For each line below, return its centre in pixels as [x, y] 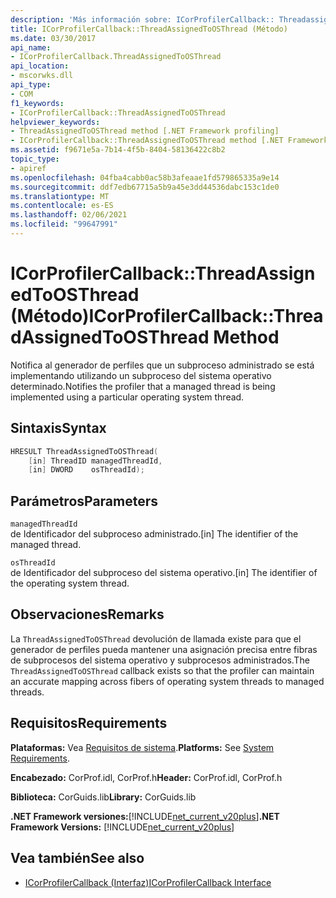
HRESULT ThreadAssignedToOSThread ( [84, 451]
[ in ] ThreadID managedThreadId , [95, 461]
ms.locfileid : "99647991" [64, 224]
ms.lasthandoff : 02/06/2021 [69, 215]
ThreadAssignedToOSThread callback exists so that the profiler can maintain [162, 670]
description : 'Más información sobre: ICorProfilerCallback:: [142, 19]
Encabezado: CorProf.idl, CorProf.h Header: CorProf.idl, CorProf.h [146, 777]
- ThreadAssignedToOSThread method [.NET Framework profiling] [145, 131]
